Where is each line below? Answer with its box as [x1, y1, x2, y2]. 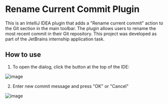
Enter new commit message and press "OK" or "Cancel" [12, 83, 129, 89]
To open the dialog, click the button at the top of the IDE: [12, 63, 129, 69]
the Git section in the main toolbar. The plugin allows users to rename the [5, 25, 156, 31]
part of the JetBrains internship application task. [5, 36, 105, 42]
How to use [5, 50, 41, 59]
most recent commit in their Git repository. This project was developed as [5, 30, 157, 36]
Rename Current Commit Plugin [5, 3, 140, 15]
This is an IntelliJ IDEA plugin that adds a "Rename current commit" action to [5, 20, 163, 26]
